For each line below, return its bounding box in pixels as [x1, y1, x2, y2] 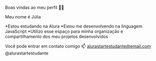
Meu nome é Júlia [5, 14, 41, 19]
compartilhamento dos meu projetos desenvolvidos [5, 34, 108, 39]
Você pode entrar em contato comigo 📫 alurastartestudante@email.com [5, 44, 151, 49]
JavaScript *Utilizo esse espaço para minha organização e [5, 29, 123, 34]
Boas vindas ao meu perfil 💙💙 [5, 5, 64, 10]
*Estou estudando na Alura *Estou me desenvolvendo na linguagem [5, 23, 143, 29]
